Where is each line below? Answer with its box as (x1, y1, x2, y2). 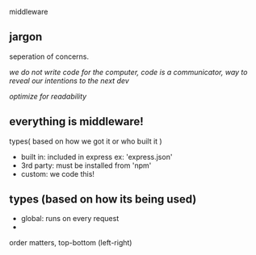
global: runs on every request (20, 214, 120, 224)
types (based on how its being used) (9, 193, 197, 207)
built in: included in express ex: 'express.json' (20, 152, 173, 161)
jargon (9, 30, 43, 44)
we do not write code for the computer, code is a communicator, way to (9, 67, 248, 77)
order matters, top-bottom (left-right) (9, 238, 132, 248)
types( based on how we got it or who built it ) (9, 136, 162, 146)
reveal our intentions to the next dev (9, 76, 130, 86)
